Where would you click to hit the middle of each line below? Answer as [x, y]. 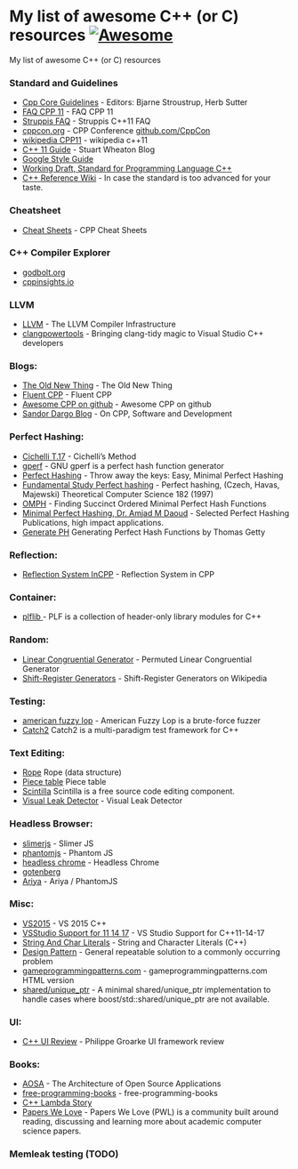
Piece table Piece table [64, 782]
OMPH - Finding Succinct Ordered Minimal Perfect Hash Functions [144, 504]
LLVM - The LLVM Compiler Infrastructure [99, 324]
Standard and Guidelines [64, 83]
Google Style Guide [58, 159]
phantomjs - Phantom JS [68, 852]
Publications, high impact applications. [93, 522]
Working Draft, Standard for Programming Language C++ [127, 169]
